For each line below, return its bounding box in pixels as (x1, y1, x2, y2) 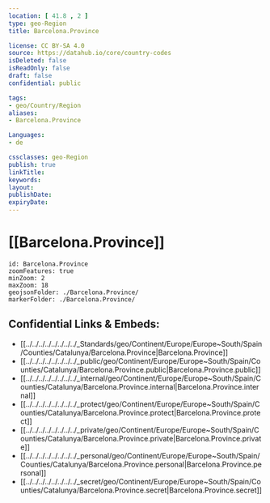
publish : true (8, 160, 57, 168)
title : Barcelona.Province (8, 27, 99, 35)
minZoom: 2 (8, 274, 45, 282)
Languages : (8, 131, 45, 139)
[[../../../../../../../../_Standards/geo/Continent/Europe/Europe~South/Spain (19, 339, 263, 348)
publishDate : (8, 191, 53, 199)
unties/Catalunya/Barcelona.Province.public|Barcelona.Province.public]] (19, 364, 261, 374)
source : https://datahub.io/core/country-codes (8, 49, 172, 58)
